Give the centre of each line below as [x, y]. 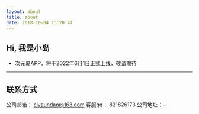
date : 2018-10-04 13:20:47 [39, 22]
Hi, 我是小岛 [28, 48]
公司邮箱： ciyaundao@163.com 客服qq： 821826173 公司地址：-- [87, 105]
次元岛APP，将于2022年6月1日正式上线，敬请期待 [76, 63]
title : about [22, 17]
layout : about [24, 12]
